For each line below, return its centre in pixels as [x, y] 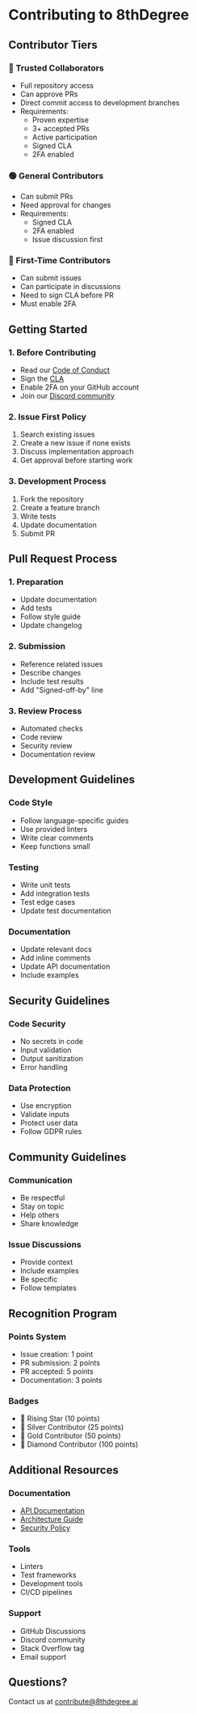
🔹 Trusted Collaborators [56, 68]
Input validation [46, 1050]
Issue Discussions [45, 1244]
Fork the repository [52, 499]
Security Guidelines [59, 1001]
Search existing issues [57, 434]
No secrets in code [51, 1041]
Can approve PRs [49, 94]
